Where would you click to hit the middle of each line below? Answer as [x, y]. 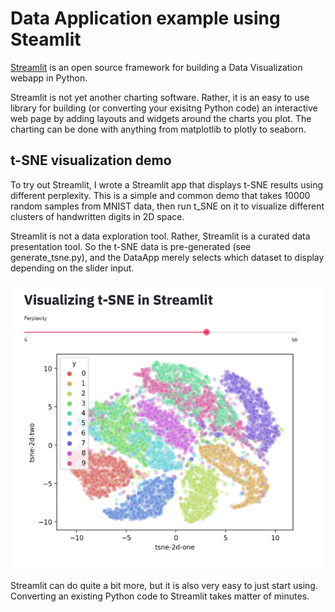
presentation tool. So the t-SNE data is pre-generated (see [131, 246]
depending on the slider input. [72, 268]
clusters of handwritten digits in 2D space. [97, 216]
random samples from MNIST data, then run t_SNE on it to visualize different [167, 206]
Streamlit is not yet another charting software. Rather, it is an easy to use [160, 97]
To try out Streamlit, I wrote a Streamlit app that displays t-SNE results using [167, 184]
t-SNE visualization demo [91, 160]
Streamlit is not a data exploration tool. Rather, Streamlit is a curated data [160, 236]
